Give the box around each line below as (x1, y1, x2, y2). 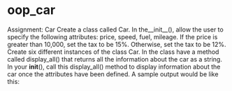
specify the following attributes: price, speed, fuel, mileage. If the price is (7, 32, 218, 41)
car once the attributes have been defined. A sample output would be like (7, 69, 219, 78)
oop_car (7, 2, 56, 18)
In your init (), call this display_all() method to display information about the (7, 62, 221, 71)
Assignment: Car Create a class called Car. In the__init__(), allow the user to (7, 25, 224, 34)
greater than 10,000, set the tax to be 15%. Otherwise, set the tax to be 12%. (7, 40, 226, 48)
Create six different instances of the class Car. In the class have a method (7, 48, 219, 56)
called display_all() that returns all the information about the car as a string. (7, 55, 222, 63)
